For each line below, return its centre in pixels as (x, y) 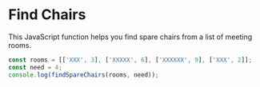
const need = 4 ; (35, 67)
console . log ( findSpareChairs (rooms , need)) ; (84, 75)
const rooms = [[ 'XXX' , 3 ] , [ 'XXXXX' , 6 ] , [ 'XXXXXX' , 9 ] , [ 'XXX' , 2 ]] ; (130, 60)
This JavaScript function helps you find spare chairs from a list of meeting (130, 37)
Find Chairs (47, 15)
